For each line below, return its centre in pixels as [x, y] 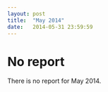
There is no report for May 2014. [54, 81]
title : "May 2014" [36, 20]
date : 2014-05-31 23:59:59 [50, 27]
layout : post [26, 14]
